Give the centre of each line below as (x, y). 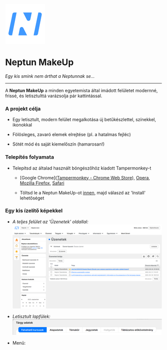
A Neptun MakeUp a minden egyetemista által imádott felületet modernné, (82, 90)
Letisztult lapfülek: (31, 316)
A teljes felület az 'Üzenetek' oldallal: (50, 221)
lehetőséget (32, 198)
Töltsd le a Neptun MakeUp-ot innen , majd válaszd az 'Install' (83, 192)
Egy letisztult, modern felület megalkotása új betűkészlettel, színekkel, (84, 120)
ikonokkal (22, 125)
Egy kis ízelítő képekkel (34, 211)
